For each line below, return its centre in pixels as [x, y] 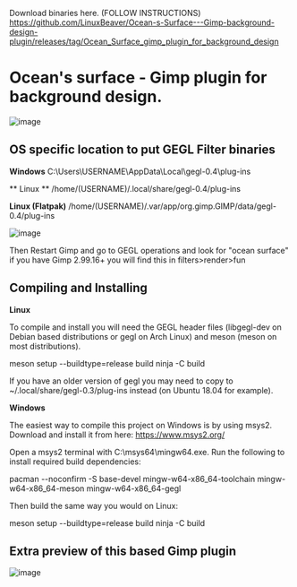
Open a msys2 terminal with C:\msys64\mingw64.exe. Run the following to [147, 452]
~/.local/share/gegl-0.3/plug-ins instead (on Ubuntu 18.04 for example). [141, 390]
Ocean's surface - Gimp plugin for [138, 78]
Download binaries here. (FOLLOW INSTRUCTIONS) [105, 13]
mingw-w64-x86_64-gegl [134, 488]
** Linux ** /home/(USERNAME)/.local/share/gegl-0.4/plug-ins [125, 188]
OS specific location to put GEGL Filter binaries [142, 150]
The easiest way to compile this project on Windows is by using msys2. [141, 425]
